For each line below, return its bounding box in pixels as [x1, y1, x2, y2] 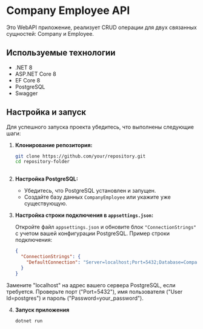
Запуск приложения [15, 306, 70, 313]
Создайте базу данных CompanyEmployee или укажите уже [24, 193, 171, 201]
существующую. [24, 200, 68, 207]
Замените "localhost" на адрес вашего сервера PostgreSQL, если [6, 281, 176, 288]
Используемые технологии [6, 48, 116, 58]
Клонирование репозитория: [15, 141, 93, 148]
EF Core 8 [15, 76, 41, 84]
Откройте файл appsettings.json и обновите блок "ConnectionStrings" [15, 224, 197, 231]
